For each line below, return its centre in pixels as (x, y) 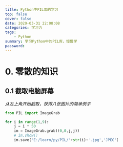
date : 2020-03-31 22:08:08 (32, 23)
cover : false (18, 19)
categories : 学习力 (24, 28)
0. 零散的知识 (32, 72)
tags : (10, 32)
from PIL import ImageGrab (32, 113)
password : (15, 46)
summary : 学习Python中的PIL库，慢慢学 (41, 42)
